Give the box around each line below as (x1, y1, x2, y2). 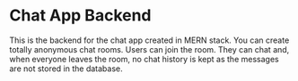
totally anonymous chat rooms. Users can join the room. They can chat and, (9, 44, 290, 54)
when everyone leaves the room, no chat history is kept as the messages (9, 53, 280, 64)
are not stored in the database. (9, 63, 123, 74)
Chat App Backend (9, 5, 152, 26)
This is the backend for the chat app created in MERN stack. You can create (9, 35, 290, 45)
